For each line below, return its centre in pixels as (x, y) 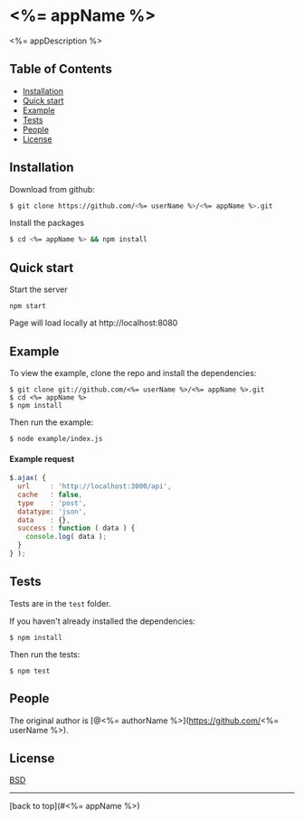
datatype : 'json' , (52, 512)
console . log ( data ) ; (66, 537)
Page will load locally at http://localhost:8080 (94, 323)
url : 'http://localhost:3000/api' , (95, 486)
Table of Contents (61, 69)
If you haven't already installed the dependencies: (103, 621)
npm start (28, 306)
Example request (42, 458)
